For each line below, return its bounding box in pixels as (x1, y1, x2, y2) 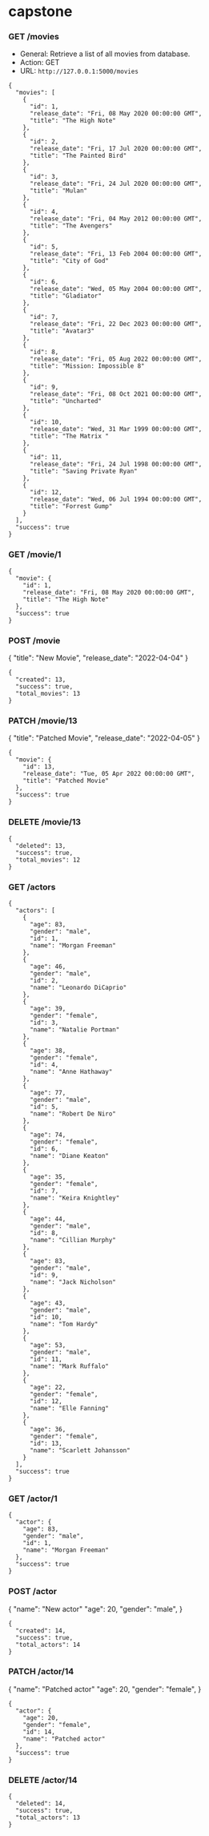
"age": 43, (29, 1299, 66, 1307)
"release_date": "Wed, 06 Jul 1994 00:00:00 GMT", (29, 495, 203, 503)
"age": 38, (29, 1047, 66, 1055)
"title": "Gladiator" (29, 292, 102, 301)
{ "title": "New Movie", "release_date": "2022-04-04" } (8, 653, 189, 663)
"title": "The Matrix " (29, 432, 110, 441)
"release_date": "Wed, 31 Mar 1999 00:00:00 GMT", (29, 426, 203, 434)
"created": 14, (15, 1626, 66, 1635)
